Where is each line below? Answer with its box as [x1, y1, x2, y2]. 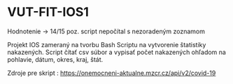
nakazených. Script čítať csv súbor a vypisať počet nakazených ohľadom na [7, 48, 226, 56]
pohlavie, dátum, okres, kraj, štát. [7, 55, 104, 63]
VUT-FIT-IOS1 [7, 4, 90, 20]
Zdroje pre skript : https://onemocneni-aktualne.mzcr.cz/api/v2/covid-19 [7, 69, 216, 77]
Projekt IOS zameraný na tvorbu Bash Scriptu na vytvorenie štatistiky [7, 40, 206, 49]
